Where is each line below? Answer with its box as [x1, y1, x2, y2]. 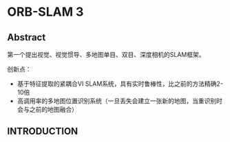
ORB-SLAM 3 [7, 4, 84, 20]
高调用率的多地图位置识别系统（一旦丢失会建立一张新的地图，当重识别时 [17, 97, 222, 105]
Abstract [7, 32, 46, 43]
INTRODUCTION [7, 126, 79, 137]
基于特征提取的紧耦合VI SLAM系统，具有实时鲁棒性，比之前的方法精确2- [17, 80, 224, 88]
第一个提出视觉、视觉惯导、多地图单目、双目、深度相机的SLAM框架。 [7, 51, 205, 58]
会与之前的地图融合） [17, 106, 78, 113]
